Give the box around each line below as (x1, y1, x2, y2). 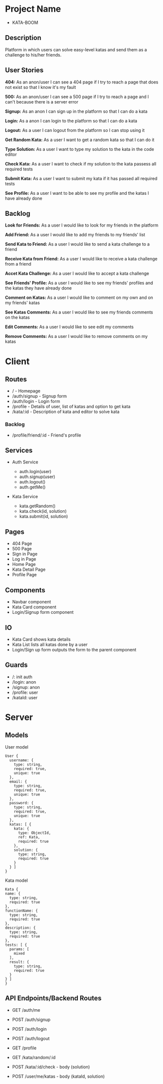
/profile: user (12, 689, 38, 695)
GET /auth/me (12, 1007, 40, 1013)
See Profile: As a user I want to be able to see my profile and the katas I (5, 190, 149, 196)
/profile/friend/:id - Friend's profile (12, 432, 81, 438)
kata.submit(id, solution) (19, 514, 68, 520)
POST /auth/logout (12, 1035, 50, 1041)
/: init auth (12, 674, 33, 680)
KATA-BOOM (12, 20, 38, 25)
